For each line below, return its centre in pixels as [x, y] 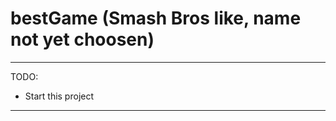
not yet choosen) [82, 39]
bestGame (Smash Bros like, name [156, 18]
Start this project [59, 96]
